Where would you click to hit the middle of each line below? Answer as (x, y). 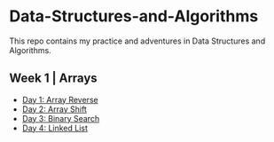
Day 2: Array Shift (54, 109)
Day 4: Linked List (55, 128)
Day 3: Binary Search (61, 118)
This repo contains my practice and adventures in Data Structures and (137, 41)
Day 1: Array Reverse (60, 99)
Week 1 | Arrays (53, 79)
